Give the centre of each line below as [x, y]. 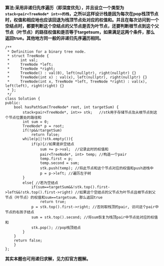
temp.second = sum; [60, 163]
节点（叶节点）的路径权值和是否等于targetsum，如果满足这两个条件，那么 [80, 32]
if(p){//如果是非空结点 [53, 144]
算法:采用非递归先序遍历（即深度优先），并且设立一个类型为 [65, 8]
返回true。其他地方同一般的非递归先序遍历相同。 [54, 38]
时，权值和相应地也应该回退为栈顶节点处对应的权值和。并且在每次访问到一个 [82, 20]
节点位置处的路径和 [25, 118]
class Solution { [23, 99]
